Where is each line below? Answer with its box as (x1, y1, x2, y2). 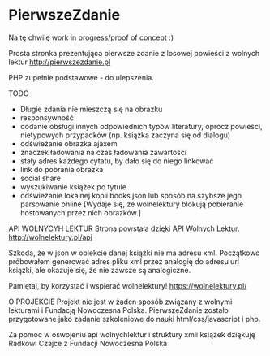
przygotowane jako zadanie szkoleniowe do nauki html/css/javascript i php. (8, 314, 261, 323)
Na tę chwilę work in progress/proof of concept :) (8, 33, 174, 42)
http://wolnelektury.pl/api (8, 232, 93, 241)
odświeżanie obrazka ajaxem (19, 138, 118, 148)
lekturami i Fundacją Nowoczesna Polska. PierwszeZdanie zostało (8, 305, 229, 315)
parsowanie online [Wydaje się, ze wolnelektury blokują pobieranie (19, 199, 244, 209)
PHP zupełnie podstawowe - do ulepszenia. (8, 72, 154, 82)
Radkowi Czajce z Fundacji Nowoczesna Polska (8, 338, 168, 348)
